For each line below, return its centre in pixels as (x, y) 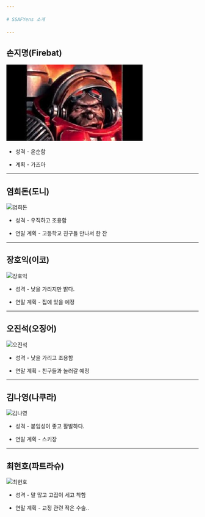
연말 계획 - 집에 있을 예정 (45, 302)
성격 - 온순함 (30, 152)
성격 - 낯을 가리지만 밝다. (45, 289)
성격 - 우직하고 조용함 (41, 220)
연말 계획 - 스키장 (36, 439)
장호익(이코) (28, 260)
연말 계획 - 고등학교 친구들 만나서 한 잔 (61, 233)
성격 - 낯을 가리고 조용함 (44, 358)
